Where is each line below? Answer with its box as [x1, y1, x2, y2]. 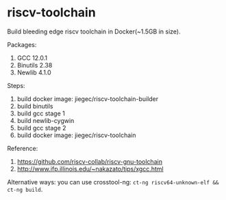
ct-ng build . [7, 185, 43, 193]
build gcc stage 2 [16, 124, 66, 132]
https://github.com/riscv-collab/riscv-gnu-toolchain [16, 157, 163, 165]
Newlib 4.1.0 [16, 68, 51, 76]
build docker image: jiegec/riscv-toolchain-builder [16, 94, 159, 103]
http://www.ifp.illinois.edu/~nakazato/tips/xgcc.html [16, 165, 164, 173]
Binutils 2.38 [16, 61, 53, 69]
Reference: [7, 144, 38, 152]
